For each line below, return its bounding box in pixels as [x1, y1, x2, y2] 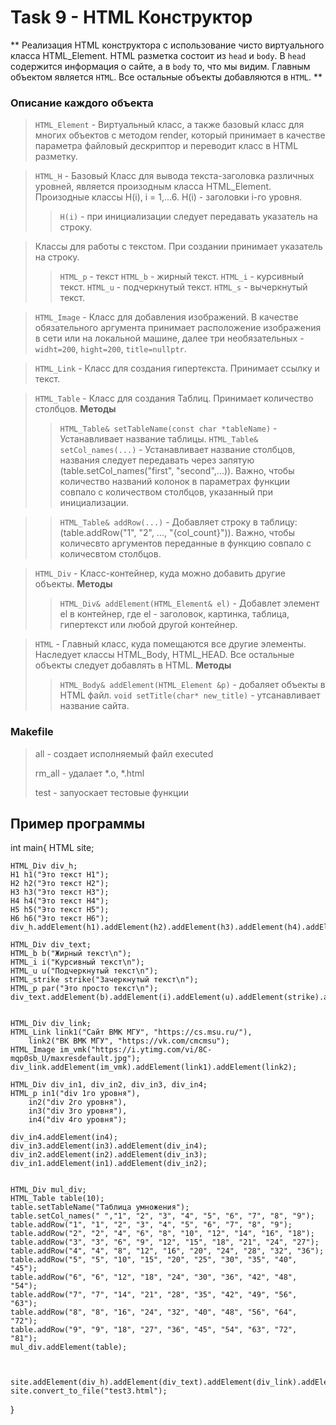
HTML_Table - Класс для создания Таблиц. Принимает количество [34, 392, 314, 405]
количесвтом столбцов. [59, 548, 162, 560]
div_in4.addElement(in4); [10, 1132, 118, 1143]
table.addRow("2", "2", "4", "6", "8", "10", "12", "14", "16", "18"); [10, 1229, 315, 1239]
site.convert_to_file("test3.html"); [10, 1386, 168, 1396]
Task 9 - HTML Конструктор [10, 6, 253, 29]
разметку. [34, 151, 78, 163]
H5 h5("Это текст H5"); [10, 905, 110, 915]
